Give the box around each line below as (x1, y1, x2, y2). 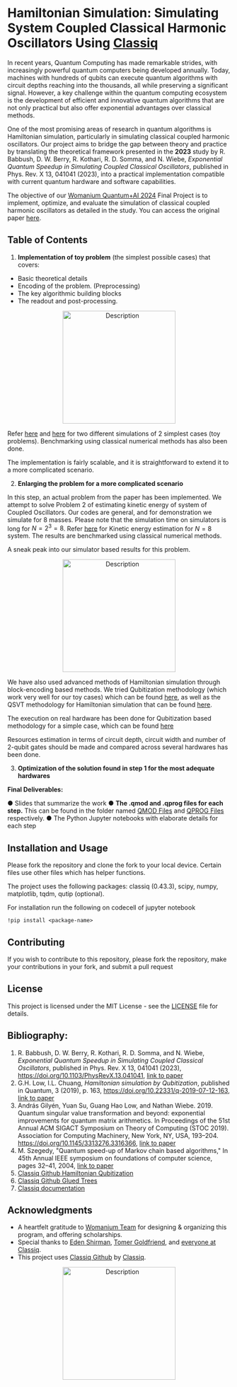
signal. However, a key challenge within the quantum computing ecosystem (7, 88, 228, 97)
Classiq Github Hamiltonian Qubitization (17, 1168, 134, 1177)
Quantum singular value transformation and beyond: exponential (17, 1108, 205, 1117)
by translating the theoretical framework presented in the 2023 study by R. (7, 147, 226, 156)
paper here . (7, 214, 42, 222)
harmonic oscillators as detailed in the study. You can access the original (7, 206, 220, 214)
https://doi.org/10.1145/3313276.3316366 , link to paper (17, 1139, 176, 1147)
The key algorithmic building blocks (17, 289, 122, 298)
